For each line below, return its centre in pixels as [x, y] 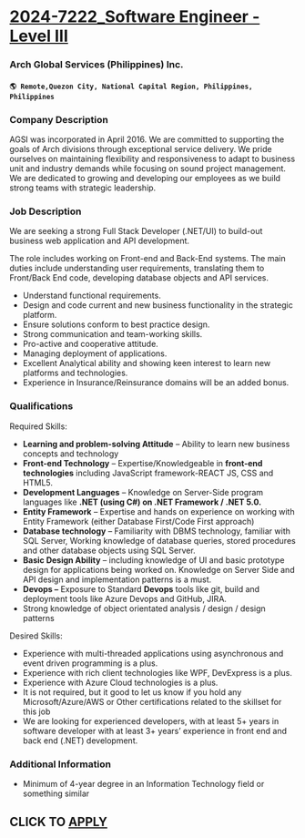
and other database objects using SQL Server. [109, 550]
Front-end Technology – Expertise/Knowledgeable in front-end [142, 463]
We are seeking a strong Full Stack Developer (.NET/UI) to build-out [136, 231]
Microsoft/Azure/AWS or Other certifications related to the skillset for [152, 701]
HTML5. [37, 482]
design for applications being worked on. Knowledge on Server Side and [158, 569]
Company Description [59, 119]
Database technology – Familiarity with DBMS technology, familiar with [157, 531]
